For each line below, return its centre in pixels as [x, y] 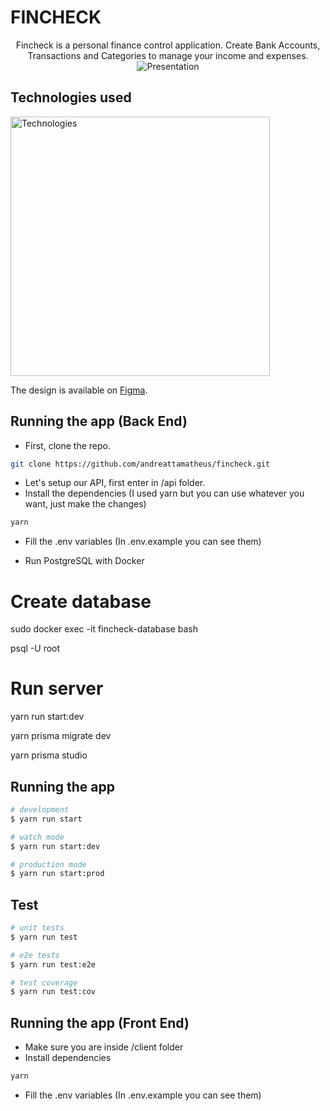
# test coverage [44, 982]
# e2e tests [35, 955]
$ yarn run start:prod [57, 874]
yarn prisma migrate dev [61, 736]
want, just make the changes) [85, 504]
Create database [81, 601]
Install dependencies [68, 1058]
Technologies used [71, 97]
